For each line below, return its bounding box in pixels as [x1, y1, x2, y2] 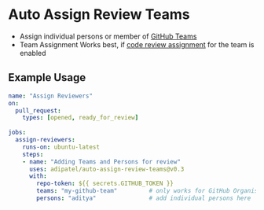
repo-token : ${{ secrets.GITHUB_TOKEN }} [36, 179, 174, 188]
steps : [22, 150, 44, 158]
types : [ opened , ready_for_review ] [22, 114, 139, 122]
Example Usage [8, 71, 86, 84]
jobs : [8, 128, 26, 137]
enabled [19, 48, 46, 57]
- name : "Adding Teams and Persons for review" [22, 157, 181, 166]
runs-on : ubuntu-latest [22, 143, 101, 151]
